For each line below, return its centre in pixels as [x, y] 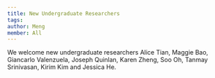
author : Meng [26, 26]
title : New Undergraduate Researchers [64, 13]
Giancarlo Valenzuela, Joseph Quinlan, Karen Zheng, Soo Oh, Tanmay [107, 60]
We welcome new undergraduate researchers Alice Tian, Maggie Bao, [108, 52]
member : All [24, 33]
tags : [15, 20]
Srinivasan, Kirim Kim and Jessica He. [62, 67]
